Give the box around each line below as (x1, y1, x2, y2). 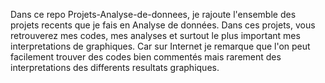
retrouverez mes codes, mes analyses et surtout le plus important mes (10, 30, 301, 41)
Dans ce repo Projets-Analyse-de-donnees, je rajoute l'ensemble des (10, 9, 297, 20)
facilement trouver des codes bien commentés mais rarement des (10, 51, 282, 63)
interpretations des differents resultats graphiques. (10, 62, 220, 73)
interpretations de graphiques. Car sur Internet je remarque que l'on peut (10, 40, 311, 52)
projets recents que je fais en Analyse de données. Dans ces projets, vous (10, 19, 316, 31)
